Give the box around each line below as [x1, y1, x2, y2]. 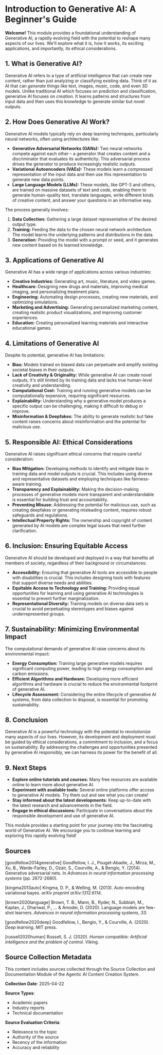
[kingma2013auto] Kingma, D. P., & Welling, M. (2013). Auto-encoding [5, 885, 145, 891]
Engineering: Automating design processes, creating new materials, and [12, 294, 158, 300]
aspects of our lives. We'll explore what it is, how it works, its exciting [5, 40, 144, 46]
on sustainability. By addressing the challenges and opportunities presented [5, 744, 157, 750]
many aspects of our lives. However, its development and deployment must [5, 734, 156, 740]
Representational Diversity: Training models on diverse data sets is [12, 600, 148, 606]
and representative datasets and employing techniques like [12, 476, 131, 481]
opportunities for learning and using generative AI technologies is [12, 590, 144, 596]
